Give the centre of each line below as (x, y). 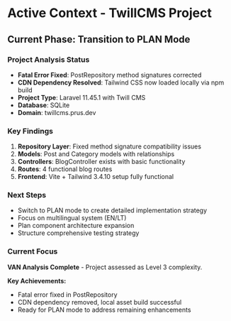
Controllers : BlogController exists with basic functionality (101, 162)
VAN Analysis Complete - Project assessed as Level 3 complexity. (105, 267)
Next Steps (27, 195)
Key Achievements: (37, 281)
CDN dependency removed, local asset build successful (100, 302)
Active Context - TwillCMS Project (110, 13)
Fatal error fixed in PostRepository (68, 294)
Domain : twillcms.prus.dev (57, 112)
